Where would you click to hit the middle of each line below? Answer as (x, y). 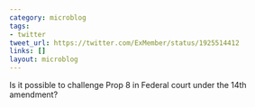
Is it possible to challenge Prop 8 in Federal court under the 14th (128, 85)
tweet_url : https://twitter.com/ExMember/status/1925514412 (125, 43)
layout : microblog (44, 59)
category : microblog (48, 18)
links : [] (28, 51)
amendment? (34, 94)
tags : (19, 26)
